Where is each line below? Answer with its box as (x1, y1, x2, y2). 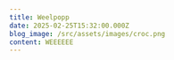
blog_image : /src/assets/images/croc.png (9, 29, 166, 38)
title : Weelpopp (9, 12, 70, 22)
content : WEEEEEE (9, 37, 74, 47)
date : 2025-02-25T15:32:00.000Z (9, 21, 129, 30)
